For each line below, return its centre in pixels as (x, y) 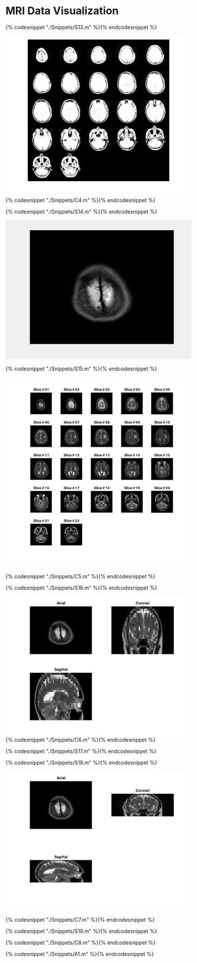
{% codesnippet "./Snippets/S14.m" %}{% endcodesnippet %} (81, 211)
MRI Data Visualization (62, 11)
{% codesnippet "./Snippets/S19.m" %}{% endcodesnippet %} (81, 931)
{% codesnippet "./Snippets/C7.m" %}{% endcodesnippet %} (80, 919)
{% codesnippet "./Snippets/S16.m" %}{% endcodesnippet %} (81, 588)
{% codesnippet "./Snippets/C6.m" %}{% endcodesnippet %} (81, 739)
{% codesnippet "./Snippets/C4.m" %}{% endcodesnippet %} (81, 200)
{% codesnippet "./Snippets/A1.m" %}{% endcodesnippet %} (80, 954)
